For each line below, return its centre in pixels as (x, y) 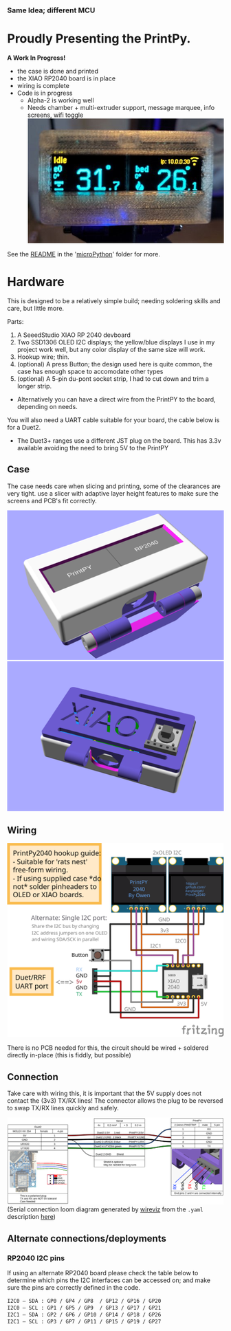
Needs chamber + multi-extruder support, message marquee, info (121, 107)
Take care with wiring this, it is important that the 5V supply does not (104, 1093)
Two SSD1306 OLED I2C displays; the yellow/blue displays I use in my (116, 342)
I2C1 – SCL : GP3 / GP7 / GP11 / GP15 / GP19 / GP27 (84, 1321)
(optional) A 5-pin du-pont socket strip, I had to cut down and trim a (113, 378)
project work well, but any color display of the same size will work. (111, 349)
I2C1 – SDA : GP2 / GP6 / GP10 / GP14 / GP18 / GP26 (84, 1314)
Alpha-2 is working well (60, 100)
